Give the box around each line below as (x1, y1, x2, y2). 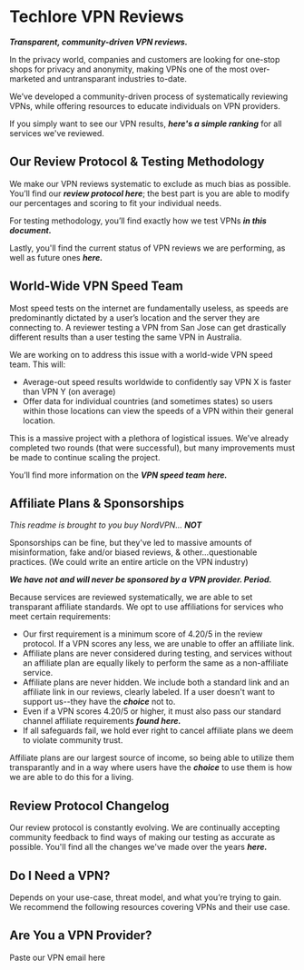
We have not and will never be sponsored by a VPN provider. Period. (9, 574, 272, 585)
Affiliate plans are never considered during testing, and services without (22, 648, 292, 659)
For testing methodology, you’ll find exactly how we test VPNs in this (9, 215, 268, 226)
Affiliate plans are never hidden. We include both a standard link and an (22, 677, 289, 688)
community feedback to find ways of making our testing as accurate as (9, 832, 276, 843)
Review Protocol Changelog (9, 797, 170, 814)
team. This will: (9, 359, 66, 370)
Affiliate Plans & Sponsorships (9, 495, 184, 510)
